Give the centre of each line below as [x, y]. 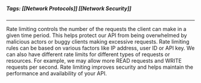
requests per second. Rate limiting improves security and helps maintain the [100, 67]
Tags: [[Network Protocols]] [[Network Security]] [69, 8]
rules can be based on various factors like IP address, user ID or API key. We [100, 48]
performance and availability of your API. [57, 73]
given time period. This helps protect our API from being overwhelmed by [97, 35]
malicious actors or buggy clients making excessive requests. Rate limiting [98, 41]
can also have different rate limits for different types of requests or [88, 54]
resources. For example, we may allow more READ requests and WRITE [94, 60]
